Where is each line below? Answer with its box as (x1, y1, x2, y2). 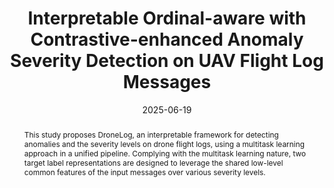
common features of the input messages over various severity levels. (23, 167, 266, 177)
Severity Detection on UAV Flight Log (10, 50, 324, 72)
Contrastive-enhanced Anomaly (30, 28, 304, 51)
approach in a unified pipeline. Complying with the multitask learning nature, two (23, 148, 307, 159)
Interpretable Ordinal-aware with (27, 7, 307, 30)
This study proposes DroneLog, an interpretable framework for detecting (23, 129, 279, 140)
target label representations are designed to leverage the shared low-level (23, 157, 284, 168)
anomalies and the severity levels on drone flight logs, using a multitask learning (23, 138, 305, 149)
